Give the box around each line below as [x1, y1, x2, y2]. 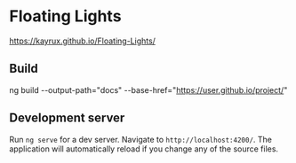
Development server [9, 111, 125, 126]
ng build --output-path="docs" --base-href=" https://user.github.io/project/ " [9, 84, 288, 95]
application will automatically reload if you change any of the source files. [9, 144, 278, 154]
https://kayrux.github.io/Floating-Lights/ [9, 35, 156, 46]
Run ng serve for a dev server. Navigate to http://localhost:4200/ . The [9, 134, 273, 144]
